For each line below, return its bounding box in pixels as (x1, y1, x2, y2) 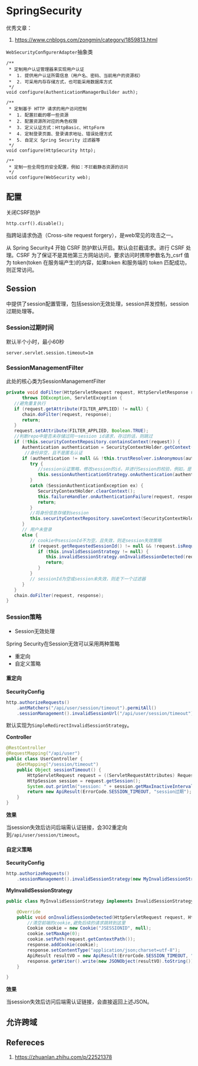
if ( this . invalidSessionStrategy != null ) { (37, 549, 149, 555)
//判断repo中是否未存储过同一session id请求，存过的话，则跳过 (14, 434, 153, 439)
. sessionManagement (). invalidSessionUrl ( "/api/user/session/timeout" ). (16, 710, 196, 716)
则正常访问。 (6, 266, 37, 273)
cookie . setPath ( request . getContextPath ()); (27, 936, 136, 942)
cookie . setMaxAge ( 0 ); (27, 931, 81, 937)
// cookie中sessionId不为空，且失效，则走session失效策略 (29, 537, 162, 543)
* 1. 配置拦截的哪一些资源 (8, 112, 69, 118)
